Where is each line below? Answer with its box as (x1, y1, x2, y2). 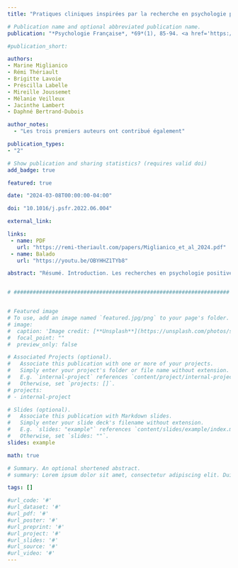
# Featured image (7, 308, 59, 315)
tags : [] (7, 484, 33, 491)
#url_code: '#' (7, 497, 52, 504)
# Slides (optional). (7, 406, 72, 413)
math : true (7, 452, 40, 459)
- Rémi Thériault (7, 69, 59, 76)
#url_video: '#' (7, 550, 55, 557)
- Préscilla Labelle (7, 82, 69, 89)
